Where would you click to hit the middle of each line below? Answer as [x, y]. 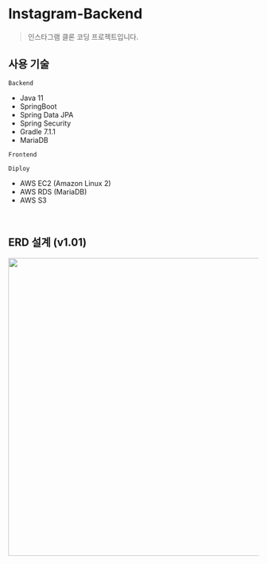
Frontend [23, 155]
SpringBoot [38, 106]
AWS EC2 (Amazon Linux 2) [65, 183]
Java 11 [31, 98]
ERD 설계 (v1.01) [48, 243]
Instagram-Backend [75, 14]
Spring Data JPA [46, 114]
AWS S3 [33, 200]
